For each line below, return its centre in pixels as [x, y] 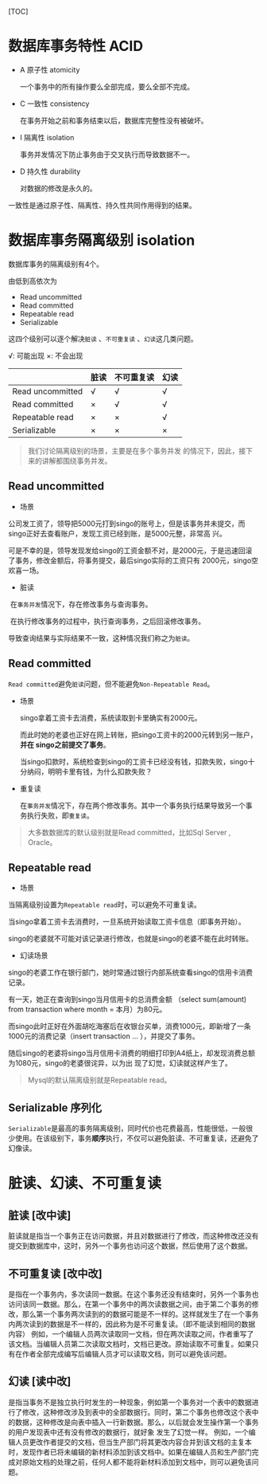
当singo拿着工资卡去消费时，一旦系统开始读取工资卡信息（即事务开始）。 [127, 922]
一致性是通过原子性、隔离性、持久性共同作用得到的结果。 [102, 205]
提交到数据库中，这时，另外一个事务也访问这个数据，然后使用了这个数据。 [130, 1246]
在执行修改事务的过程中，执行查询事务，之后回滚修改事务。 [107, 621]
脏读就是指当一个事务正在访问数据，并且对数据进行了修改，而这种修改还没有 [133, 1236]
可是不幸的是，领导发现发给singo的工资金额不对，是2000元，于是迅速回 [127, 550]
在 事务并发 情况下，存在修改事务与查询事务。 [81, 604]
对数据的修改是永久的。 [58, 188]
